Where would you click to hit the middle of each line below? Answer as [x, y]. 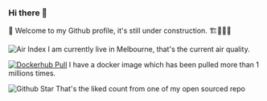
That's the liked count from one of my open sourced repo [150, 89]
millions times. [32, 73]
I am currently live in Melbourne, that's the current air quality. [149, 49]
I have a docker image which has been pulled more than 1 [164, 65]
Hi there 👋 [28, 13]
